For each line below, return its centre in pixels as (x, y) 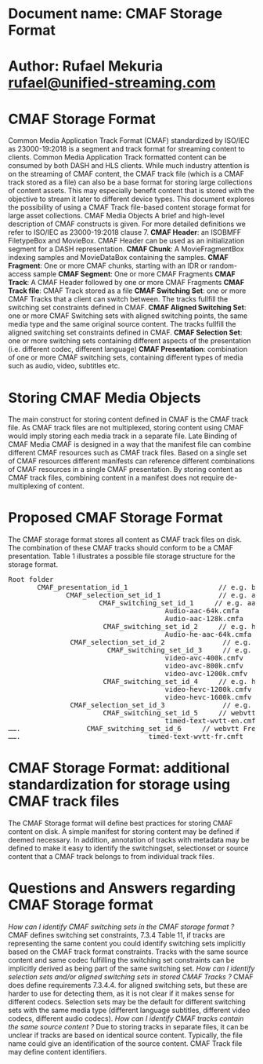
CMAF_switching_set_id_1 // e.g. (171, 603)
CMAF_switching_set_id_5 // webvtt (179, 713)
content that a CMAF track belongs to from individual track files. (112, 857)
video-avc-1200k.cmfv (206, 674)
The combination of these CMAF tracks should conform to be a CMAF (121, 548)
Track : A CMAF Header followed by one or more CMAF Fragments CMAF (126, 283)
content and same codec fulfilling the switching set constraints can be (121, 960)
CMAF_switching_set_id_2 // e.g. (175, 627)
